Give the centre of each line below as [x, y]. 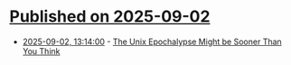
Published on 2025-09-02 [110, 17]
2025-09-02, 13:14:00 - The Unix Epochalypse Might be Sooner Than [152, 42]
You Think [41, 51]
